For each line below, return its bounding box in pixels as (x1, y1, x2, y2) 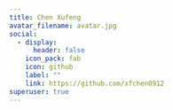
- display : (17, 37, 58, 47)
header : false (32, 46, 86, 55)
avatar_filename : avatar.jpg (9, 21, 117, 30)
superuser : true (9, 87, 69, 96)
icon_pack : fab (25, 54, 82, 63)
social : (9, 29, 38, 38)
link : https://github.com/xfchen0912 (25, 79, 165, 88)
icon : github (25, 63, 74, 72)
